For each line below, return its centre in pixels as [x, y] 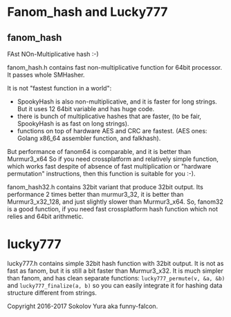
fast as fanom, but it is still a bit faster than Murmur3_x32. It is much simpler [115, 271]
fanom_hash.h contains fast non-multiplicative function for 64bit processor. [115, 67]
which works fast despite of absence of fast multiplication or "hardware [109, 166]
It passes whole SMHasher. [46, 75]
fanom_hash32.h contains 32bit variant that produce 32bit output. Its [105, 187]
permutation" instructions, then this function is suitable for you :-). [101, 174]
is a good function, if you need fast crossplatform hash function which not [113, 209]
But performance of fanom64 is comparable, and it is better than [99, 152]
